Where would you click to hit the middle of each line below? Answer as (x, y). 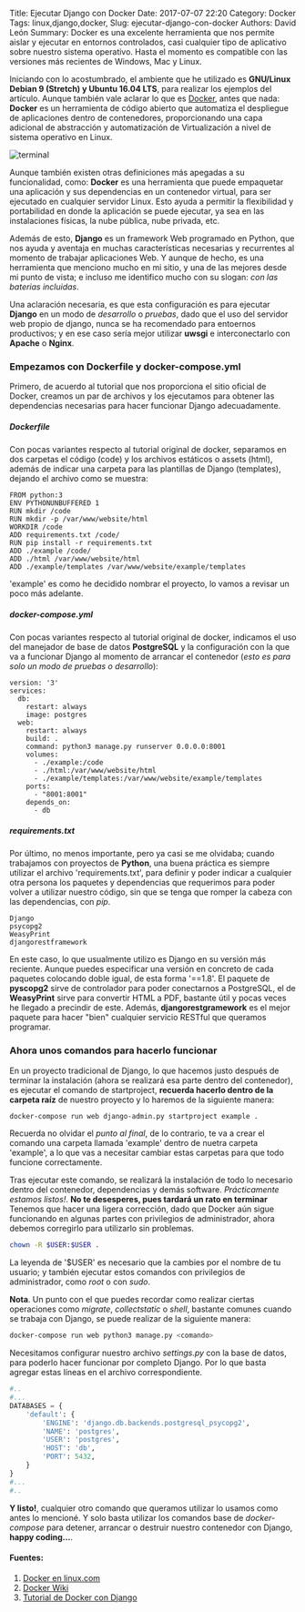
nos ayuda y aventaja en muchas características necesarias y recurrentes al (152, 248)
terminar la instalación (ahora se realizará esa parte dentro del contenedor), (151, 1080)
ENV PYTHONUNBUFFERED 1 (55, 503)
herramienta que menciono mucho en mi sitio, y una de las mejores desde (148, 267)
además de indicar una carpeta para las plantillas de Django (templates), (145, 469)
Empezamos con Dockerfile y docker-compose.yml (125, 366)
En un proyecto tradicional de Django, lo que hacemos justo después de (144, 1070)
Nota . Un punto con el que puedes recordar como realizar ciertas (132, 1300)
